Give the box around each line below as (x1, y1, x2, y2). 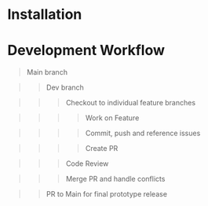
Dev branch (46, 83, 84, 92)
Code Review (65, 159, 109, 168)
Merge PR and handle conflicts (65, 175, 166, 184)
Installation (7, 6, 82, 24)
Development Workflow (7, 42, 166, 60)
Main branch (26, 68, 68, 77)
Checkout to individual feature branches (65, 98, 196, 108)
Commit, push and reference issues (85, 128, 201, 138)
